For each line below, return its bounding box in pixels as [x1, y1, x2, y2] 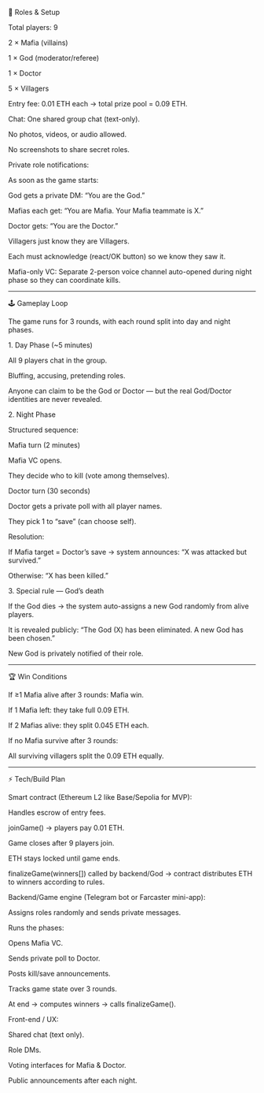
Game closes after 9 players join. [8, 838, 115, 847]
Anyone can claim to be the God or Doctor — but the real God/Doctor [8, 386, 232, 396]
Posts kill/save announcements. [8, 969, 112, 978]
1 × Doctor [8, 69, 42, 78]
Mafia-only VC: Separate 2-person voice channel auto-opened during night [8, 267, 252, 276]
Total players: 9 [8, 23, 58, 32]
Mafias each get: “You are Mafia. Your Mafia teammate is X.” [8, 206, 204, 215]
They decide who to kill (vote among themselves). [8, 471, 170, 480]
